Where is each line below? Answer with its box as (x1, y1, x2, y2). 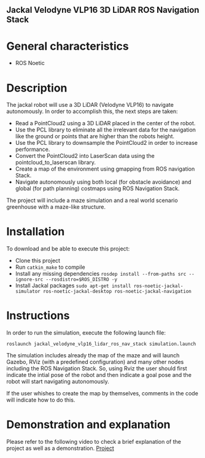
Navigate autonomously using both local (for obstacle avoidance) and (15, 178, 191, 186)
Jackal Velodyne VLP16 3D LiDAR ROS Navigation (6, 5, 199, 15)
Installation (6, 225, 65, 239)
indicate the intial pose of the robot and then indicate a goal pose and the (6, 371, 192, 379)
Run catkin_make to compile (15, 263, 85, 271)
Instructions (6, 309, 70, 323)
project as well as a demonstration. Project (6, 444, 115, 452)
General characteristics (6, 39, 129, 53)
